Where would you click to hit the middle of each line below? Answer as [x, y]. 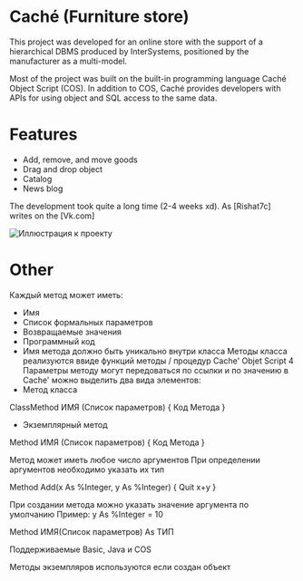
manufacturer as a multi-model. [68, 61]
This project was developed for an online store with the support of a [136, 42]
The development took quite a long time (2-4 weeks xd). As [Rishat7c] [140, 206]
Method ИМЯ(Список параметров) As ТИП [92, 531]
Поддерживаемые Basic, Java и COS [81, 549]
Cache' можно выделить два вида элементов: [112, 380]
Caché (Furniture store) [99, 17]
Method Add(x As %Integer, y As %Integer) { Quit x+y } [112, 487]
